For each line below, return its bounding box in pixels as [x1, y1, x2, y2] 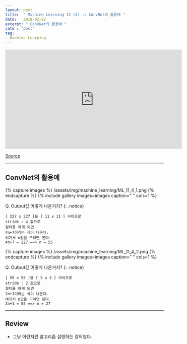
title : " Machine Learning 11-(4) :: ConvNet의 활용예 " [5, 12, 126, 17]
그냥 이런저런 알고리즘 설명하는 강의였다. [12, 333, 92, 339]
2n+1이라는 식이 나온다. [5, 291, 49, 296]
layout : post [5, 7, 33, 13]
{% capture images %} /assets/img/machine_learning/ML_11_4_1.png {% [5, 187, 155, 193]
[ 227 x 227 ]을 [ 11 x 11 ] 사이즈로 [5, 214, 82, 219]
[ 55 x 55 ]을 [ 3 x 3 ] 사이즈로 [5, 275, 73, 280]
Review [5, 319, 29, 328]
